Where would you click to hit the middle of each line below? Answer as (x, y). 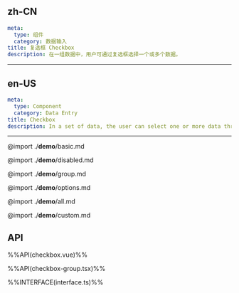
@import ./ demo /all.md (42, 201)
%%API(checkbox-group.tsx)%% (57, 269)
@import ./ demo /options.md (49, 188)
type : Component (38, 106)
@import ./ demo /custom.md (49, 215)
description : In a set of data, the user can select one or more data (114, 126)
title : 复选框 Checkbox (41, 48)
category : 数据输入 (41, 41)
